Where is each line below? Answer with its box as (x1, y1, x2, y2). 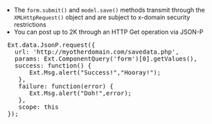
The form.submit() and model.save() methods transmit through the (13, 6, 206, 14)
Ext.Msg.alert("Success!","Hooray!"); (29, 69, 161, 76)
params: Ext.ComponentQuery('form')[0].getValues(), (15, 55, 197, 63)
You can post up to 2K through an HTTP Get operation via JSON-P (13, 28, 204, 36)
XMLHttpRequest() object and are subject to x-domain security (13, 13, 191, 21)
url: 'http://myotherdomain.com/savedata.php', (15, 48, 179, 56)
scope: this (18, 103, 59, 111)
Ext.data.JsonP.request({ (7, 41, 96, 49)
